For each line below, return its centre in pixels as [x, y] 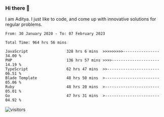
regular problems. [24, 24]
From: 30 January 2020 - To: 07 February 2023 [55, 34]
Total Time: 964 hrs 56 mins [36, 43]
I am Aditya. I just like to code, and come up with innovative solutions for [81, 19]
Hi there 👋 [18, 8]
